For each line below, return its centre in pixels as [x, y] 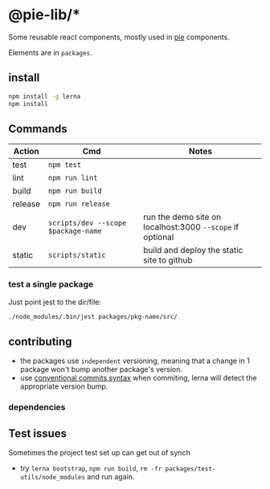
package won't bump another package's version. [101, 369]
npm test [65, 165]
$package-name [75, 231]
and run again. [111, 477]
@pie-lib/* [44, 15]
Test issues [37, 433]
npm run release [79, 204]
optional [159, 237]
